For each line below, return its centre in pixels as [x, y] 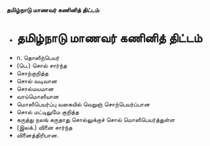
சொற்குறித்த [32, 73]
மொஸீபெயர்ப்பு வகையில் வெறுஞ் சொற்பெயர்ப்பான [83, 104]
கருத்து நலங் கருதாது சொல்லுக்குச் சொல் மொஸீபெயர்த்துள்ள [96, 119]
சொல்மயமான [35, 88]
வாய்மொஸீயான [38, 96]
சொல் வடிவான [37, 81]
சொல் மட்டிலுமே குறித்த [48, 112]
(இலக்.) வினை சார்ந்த [44, 127]
